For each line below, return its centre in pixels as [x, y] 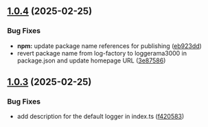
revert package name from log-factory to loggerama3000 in [102, 53]
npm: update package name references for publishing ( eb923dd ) [109, 46]
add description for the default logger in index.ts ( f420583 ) [101, 117]
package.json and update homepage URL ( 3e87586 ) [91, 60]
